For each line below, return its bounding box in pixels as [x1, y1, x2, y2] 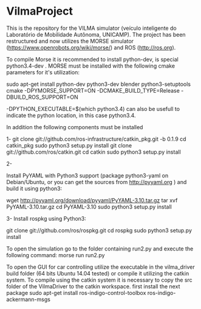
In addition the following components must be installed [6, 123, 143, 130]
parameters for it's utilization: [6, 68, 80, 76]
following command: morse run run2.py [6, 251, 105, 258]
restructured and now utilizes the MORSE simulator [6, 37, 134, 44]
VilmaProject [6, 4, 73, 18]
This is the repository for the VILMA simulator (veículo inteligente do [6, 24, 177, 32]
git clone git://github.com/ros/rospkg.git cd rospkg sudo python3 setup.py [6, 227, 192, 234]
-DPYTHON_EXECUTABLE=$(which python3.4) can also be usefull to [6, 105, 180, 112]
